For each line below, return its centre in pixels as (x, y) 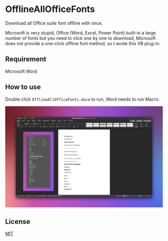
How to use (23, 87)
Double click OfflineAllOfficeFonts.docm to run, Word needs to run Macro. (82, 99)
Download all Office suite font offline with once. (54, 23)
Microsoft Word (21, 71)
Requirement (26, 59)
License (18, 221)
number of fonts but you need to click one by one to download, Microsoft (80, 38)
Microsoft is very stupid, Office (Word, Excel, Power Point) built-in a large (80, 33)
